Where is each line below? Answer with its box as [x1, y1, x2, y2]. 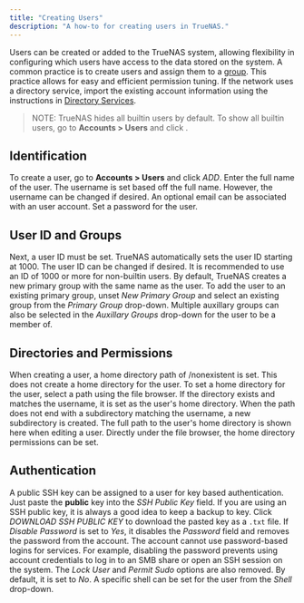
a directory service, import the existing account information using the [9, 85, 269, 96]
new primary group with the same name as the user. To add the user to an [9, 280, 286, 291]
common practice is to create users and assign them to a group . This [9, 65, 268, 77]
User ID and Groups [9, 228, 123, 243]
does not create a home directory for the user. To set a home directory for [9, 378, 286, 390]
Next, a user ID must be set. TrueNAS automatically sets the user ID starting [9, 251, 293, 263]
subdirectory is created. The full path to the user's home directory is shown [9, 417, 292, 428]
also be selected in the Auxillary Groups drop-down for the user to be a [9, 309, 277, 320]
